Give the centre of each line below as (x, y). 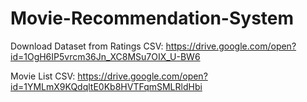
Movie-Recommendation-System (152, 18)
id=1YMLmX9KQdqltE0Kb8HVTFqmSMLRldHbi (106, 86)
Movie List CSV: (43, 76)
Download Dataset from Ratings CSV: (87, 46)
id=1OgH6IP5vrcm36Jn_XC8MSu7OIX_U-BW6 (105, 56)
